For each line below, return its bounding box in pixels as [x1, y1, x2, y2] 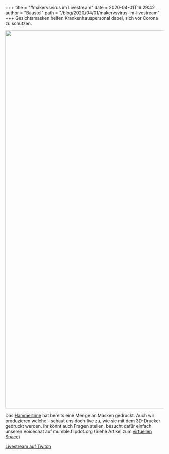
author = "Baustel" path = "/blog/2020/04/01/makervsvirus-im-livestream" [5, 10, 160, 16]
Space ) [5, 434, 20, 440]
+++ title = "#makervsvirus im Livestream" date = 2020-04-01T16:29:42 [5, 5, 155, 10]
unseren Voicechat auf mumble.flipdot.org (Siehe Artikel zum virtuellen [5, 428, 152, 434]
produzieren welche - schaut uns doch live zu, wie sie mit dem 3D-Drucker [5, 418, 161, 424]
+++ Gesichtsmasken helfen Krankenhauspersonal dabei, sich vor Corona [5, 15, 158, 21]
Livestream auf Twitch [5, 443, 51, 449]
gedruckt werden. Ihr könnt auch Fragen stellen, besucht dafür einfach [5, 423, 152, 429]
